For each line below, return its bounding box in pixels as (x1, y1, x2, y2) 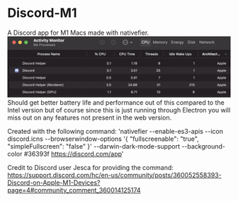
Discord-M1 (7, 5, 77, 21)
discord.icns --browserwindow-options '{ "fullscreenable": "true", (7, 134, 200, 143)
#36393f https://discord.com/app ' (23, 149, 124, 158)
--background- (181, 142, 225, 150)
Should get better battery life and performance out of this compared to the (7, 98, 225, 107)
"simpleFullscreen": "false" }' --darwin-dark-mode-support (7, 142, 181, 150)
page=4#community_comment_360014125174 (7, 185, 141, 194)
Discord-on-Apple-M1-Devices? (7, 178, 101, 187)
